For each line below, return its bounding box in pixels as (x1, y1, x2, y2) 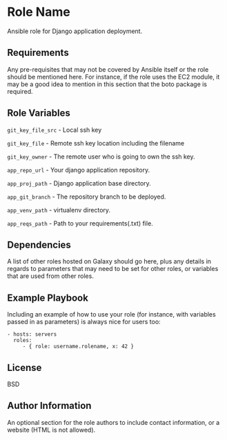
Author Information (7, 400, 92, 412)
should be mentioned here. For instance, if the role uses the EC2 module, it (7, 72, 220, 81)
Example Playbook (7, 292, 88, 303)
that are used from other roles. (7, 272, 95, 280)
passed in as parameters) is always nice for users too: (7, 318, 161, 326)
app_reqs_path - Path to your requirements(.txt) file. (7, 219, 153, 228)
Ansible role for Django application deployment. (7, 27, 143, 35)
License (7, 361, 42, 373)
